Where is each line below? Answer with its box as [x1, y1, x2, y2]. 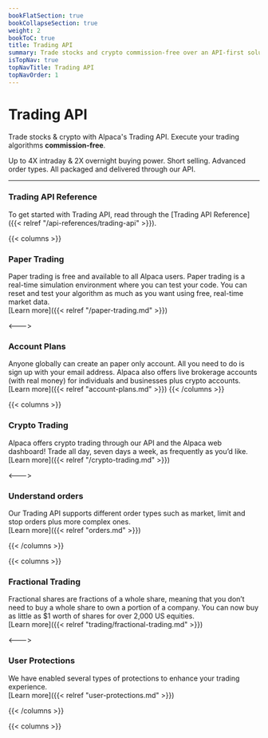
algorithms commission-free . [8, 140, 106, 150]
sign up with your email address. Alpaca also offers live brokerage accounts [8, 368, 258, 377]
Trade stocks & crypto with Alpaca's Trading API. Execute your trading [8, 132, 239, 141]
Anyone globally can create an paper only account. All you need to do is [8, 359, 245, 369]
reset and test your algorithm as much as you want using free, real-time [8, 289, 244, 298]
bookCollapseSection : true [8, 19, 98, 27]
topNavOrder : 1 [8, 71, 59, 79]
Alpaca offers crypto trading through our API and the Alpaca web [8, 438, 222, 448]
